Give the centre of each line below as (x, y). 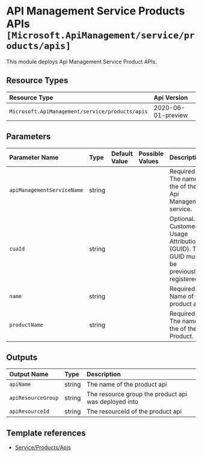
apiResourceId (29, 412)
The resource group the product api (137, 394)
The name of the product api (127, 385)
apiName (20, 384)
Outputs (22, 357)
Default (122, 154)
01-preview (171, 115)
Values (149, 161)
